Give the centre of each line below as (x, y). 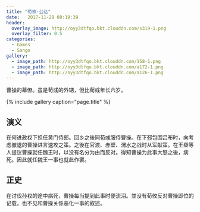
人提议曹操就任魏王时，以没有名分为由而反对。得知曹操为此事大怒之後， (95, 153)
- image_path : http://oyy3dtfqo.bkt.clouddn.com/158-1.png (86, 61)
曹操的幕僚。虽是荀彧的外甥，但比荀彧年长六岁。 (66, 90)
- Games (21, 45)
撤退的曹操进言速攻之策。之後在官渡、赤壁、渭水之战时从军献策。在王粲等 (102, 145)
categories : (21, 39)
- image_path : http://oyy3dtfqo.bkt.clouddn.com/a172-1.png (87, 67)
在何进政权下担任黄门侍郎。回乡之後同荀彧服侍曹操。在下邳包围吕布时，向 (97, 138)
